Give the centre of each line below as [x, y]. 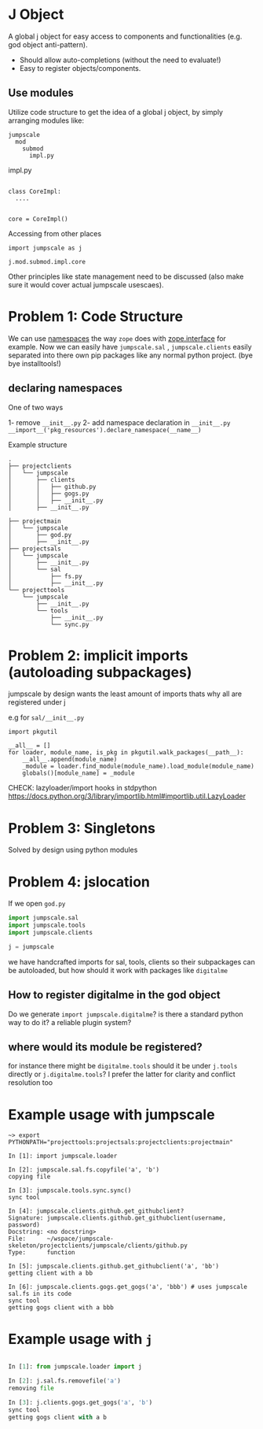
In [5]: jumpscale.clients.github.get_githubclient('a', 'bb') [114, 1266]
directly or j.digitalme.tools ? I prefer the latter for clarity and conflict [122, 1074]
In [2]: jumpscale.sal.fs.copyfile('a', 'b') [84, 1170]
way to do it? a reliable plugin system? [70, 1022]
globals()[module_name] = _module [79, 773]
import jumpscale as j [45, 248]
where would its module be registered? [105, 1048]
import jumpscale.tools [47, 926]
